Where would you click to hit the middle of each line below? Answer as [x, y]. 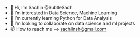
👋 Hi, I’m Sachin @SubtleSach [41, 8]
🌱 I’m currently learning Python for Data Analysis [61, 18]
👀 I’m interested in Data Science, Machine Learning [63, 13]
